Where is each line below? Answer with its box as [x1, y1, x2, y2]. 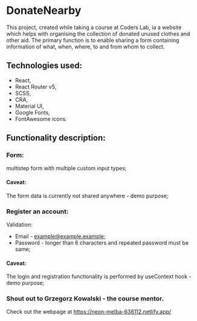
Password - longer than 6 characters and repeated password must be [15, 239, 189, 246]
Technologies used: [6, 61, 83, 71]
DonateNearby [6, 4, 82, 18]
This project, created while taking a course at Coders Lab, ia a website [6, 24, 182, 31]
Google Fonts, [15, 108, 50, 116]
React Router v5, [15, 83, 57, 90]
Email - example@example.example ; [15, 233, 106, 240]
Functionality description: [6, 133, 106, 143]
